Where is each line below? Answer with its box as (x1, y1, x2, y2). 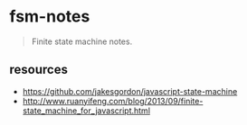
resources (9, 62, 68, 77)
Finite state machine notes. (31, 36, 133, 47)
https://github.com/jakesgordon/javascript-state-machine (22, 85, 238, 96)
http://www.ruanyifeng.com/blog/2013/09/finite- (22, 95, 204, 106)
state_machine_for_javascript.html (22, 105, 151, 116)
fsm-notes (9, 6, 90, 27)
